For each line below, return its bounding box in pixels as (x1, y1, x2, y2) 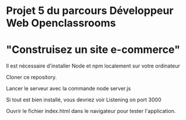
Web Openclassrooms (6, 16, 116, 30)
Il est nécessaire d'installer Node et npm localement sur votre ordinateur (6, 62, 180, 69)
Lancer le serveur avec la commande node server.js (6, 85, 131, 92)
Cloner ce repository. (6, 74, 57, 81)
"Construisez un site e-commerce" (6, 43, 180, 57)
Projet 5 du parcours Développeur (6, 4, 174, 17)
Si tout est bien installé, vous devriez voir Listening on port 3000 (6, 96, 162, 103)
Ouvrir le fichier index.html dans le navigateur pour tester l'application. (6, 108, 176, 115)
